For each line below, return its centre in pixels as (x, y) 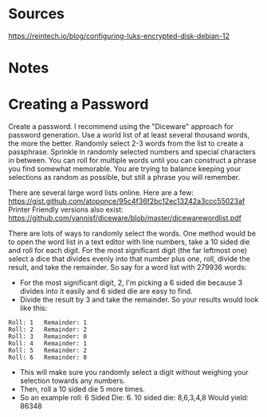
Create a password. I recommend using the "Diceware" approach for (121, 127)
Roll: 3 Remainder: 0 (48, 337)
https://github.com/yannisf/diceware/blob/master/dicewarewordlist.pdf (125, 218)
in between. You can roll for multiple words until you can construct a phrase (132, 161)
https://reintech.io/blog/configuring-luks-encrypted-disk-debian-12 (119, 36)
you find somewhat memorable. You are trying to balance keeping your (125, 169)
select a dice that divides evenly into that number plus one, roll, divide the (130, 259)
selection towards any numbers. (73, 381)
